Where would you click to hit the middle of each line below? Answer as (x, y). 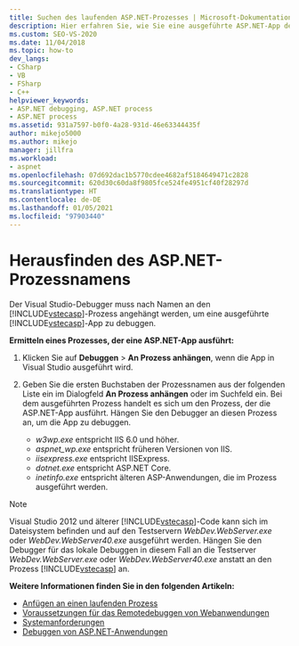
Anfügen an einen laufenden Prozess (90, 603)
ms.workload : (33, 158)
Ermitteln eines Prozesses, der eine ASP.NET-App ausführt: (121, 340)
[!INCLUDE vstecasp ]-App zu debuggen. (83, 323)
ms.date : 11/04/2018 (48, 42)
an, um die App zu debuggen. (77, 422)
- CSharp (25, 68)
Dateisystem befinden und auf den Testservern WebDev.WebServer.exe (141, 530)
